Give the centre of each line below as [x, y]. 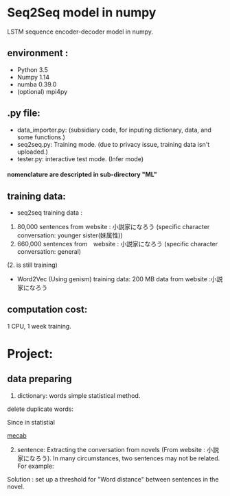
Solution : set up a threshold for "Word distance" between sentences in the [113, 479]
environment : [38, 53]
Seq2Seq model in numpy [82, 13]
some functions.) [41, 137]
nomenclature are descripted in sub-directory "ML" [82, 175]
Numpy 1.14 [33, 77]
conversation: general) [49, 251]
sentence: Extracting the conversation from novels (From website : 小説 [118, 449]
